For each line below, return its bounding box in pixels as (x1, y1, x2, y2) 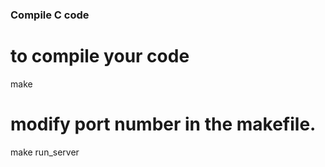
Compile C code (10, 8, 90, 22)
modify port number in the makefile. (10, 113, 317, 136)
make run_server (10, 146, 80, 158)
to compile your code (10, 45, 190, 68)
